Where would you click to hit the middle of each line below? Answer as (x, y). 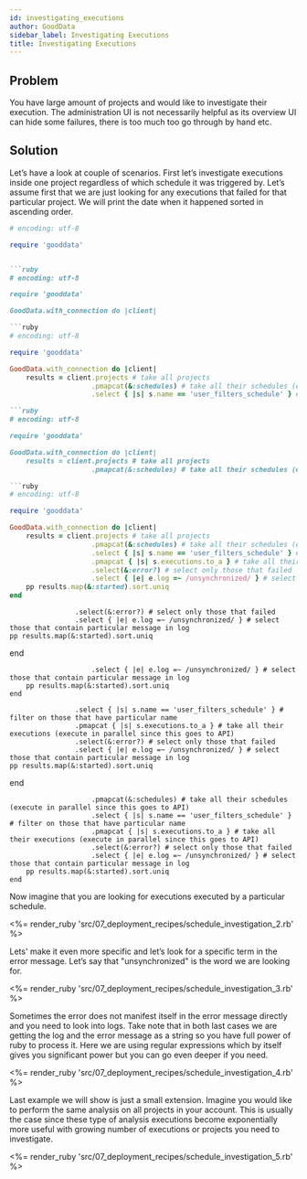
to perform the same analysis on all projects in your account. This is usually (152, 1109)
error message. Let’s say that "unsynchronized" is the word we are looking (150, 961)
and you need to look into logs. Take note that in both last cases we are (143, 1026)
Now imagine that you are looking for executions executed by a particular (147, 896)
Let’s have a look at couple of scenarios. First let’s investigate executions (146, 172)
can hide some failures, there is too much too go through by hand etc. (141, 122)
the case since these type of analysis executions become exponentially (144, 1120)
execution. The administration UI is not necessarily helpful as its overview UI (153, 113)
